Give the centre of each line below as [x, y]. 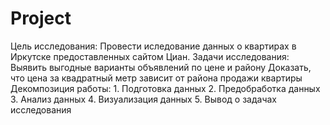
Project [41, 18]
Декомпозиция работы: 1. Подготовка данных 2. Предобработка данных [165, 88]
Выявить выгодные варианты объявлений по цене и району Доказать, [161, 67]
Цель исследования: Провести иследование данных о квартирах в [153, 46]
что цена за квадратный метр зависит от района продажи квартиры [156, 78]
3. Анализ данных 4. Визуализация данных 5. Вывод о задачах [144, 99]
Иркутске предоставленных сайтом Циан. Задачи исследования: [150, 56]
